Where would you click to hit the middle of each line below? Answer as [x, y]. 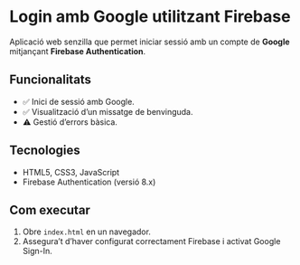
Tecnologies [45, 151]
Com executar [50, 210]
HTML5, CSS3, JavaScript [71, 172]
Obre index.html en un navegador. [87, 232]
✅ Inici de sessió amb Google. [79, 101]
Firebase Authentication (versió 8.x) [89, 182]
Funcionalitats [51, 80]
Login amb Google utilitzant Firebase [150, 17]
